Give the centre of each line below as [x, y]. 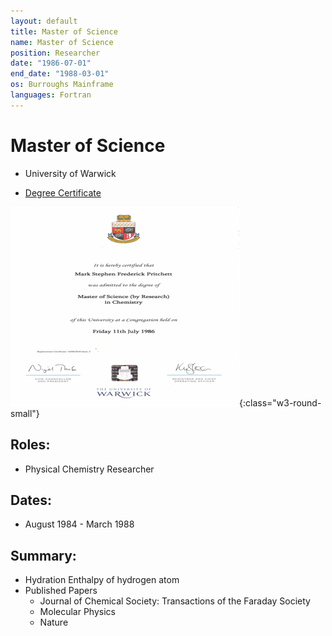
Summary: [43, 555]
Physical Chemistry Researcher [89, 469]
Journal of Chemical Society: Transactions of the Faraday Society [175, 601]
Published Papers [61, 591]
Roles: [30, 445]
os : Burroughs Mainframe [62, 85]
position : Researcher [55, 53]
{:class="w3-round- [280, 402]
